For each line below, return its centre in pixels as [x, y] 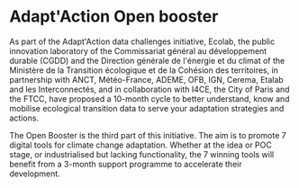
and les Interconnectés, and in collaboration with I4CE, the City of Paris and [149, 89]
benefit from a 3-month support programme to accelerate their [126, 164]
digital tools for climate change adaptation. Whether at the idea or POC [140, 145]
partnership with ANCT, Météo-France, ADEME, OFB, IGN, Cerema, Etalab [146, 79]
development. [35, 174]
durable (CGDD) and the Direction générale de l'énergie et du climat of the [147, 60]
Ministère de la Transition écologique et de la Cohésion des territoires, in [144, 70]
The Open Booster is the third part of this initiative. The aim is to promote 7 [148, 135]
